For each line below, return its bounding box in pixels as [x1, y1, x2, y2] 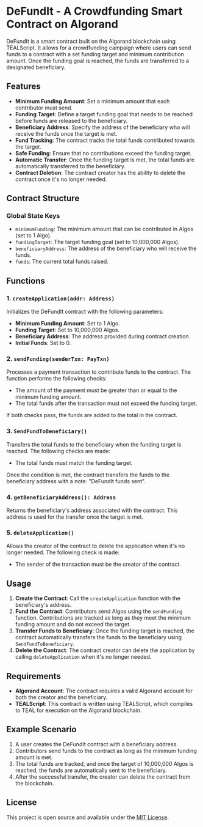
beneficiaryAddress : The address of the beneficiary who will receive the [15, 245, 197, 252]
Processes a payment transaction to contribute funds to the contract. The [6, 368, 191, 376]
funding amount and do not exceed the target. [15, 621, 131, 628]
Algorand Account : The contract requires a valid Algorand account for [15, 687, 193, 694]
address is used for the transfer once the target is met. [6, 513, 144, 521]
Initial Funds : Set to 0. [15, 339, 71, 347]
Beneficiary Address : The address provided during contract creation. [15, 333, 191, 340]
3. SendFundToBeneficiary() [6, 427, 87, 436]
